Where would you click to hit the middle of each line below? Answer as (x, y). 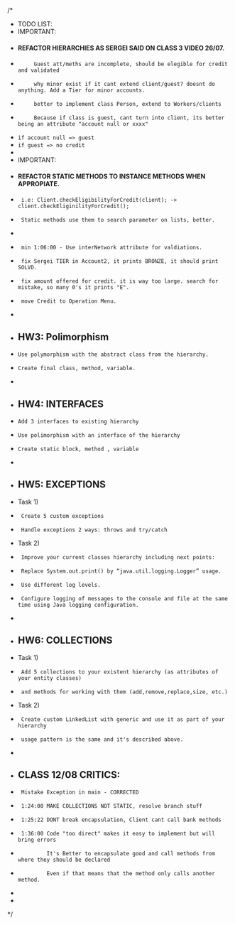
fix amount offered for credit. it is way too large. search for (120, 281)
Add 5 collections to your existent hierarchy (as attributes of (120, 672)
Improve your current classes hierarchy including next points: (118, 557)
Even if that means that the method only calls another (131, 874)
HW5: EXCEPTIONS (62, 485)
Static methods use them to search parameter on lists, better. (118, 220)
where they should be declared (64, 860)
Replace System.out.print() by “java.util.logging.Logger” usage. (121, 571)
